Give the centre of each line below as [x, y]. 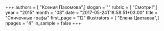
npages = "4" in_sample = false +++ [43, 23]
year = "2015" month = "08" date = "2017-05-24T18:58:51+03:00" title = [82, 12]
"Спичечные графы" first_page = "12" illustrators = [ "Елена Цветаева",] [82, 18]
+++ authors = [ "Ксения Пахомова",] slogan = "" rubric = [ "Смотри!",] [81, 7]
